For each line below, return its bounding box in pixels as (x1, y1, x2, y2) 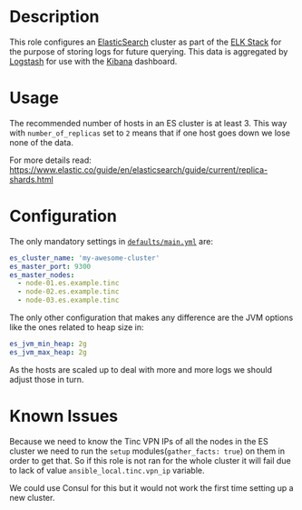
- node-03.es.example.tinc (17, 295, 120, 305)
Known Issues (9, 406, 119, 426)
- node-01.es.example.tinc (17, 279, 120, 288)
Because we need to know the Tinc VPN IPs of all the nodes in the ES (9, 435, 269, 446)
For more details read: (9, 155, 93, 165)
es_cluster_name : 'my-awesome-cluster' (9, 253, 161, 263)
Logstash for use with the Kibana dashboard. (9, 55, 178, 66)
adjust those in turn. (9, 374, 84, 385)
